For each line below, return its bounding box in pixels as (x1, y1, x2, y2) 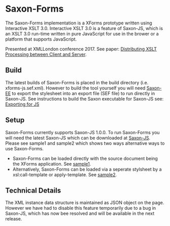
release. (5, 216, 22, 222)
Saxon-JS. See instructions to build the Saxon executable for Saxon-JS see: (5, 95, 164, 102)
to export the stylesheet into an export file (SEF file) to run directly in (12, 90, 155, 96)
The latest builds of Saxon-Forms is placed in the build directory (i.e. (5, 79, 149, 85)
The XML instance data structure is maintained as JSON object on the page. (5, 200, 164, 206)
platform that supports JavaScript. (5, 36, 77, 42)
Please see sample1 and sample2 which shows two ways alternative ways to (5, 140, 165, 146)
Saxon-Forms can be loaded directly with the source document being (12, 155, 158, 162)
